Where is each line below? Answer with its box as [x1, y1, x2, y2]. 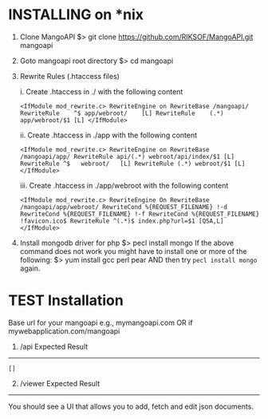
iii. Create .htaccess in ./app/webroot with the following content [19, 180, 229, 190]
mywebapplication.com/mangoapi [8, 326, 120, 336]
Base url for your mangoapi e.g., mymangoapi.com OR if [8, 318, 193, 327]
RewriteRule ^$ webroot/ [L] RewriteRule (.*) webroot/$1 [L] [19, 160, 246, 168]
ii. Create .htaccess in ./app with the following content [19, 130, 198, 140]
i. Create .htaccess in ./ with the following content [19, 86, 183, 97]
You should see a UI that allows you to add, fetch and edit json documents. [8, 401, 254, 411]
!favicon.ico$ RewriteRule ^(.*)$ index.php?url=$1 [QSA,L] [19, 217, 224, 225]
